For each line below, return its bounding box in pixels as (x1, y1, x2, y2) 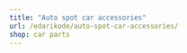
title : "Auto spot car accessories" (9, 13, 147, 22)
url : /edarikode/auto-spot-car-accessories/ (9, 22, 179, 31)
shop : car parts (9, 30, 70, 39)
